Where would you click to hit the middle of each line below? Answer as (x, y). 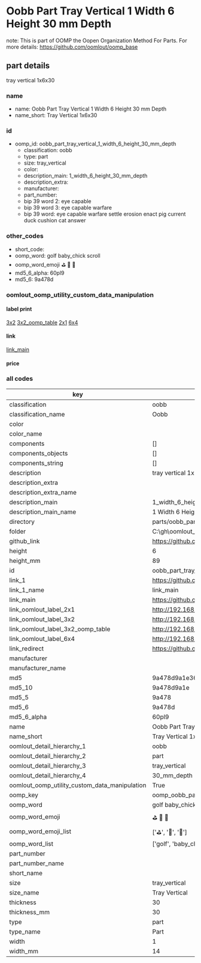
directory (22, 521)
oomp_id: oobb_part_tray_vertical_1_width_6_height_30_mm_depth (95, 144)
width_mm (24, 951)
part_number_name (36, 863)
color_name (26, 434)
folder (18, 531)
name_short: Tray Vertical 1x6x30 (56, 115)
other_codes (25, 236)
